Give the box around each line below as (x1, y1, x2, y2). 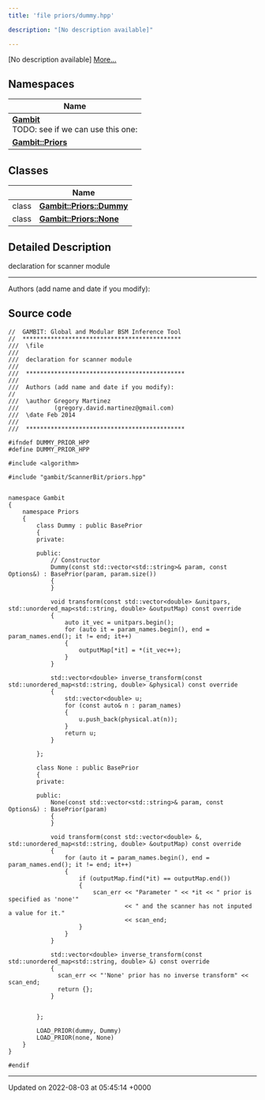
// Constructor (50, 556, 101, 564)
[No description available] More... (8, 55, 117, 64)
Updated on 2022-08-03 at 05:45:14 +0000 (8, 1083, 151, 1092)
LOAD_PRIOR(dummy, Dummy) (36, 1026, 122, 1034)
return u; (64, 729, 97, 737)
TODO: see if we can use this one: (12, 124, 138, 135)
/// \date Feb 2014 (8, 410, 77, 419)
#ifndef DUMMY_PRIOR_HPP (8, 438, 90, 447)
